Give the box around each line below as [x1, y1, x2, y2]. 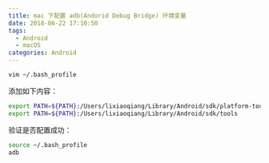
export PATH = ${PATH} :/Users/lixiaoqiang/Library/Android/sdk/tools [8, 109, 239, 117]
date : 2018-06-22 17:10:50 [8, 19, 98, 27]
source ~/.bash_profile [8, 141, 88, 149]
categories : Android [8, 49, 78, 57]
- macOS [15, 42, 42, 50]
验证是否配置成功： [8, 125, 72, 134]
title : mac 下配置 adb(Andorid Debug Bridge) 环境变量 [8, 11, 187, 20]
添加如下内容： [8, 85, 58, 96]
